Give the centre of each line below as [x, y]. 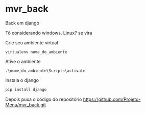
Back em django [22, 23]
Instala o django [22, 80]
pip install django [26, 90]
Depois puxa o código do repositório [44, 99]
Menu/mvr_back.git [26, 104]
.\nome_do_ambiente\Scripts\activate [45, 71]
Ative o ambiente [23, 61]
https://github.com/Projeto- [112, 99]
